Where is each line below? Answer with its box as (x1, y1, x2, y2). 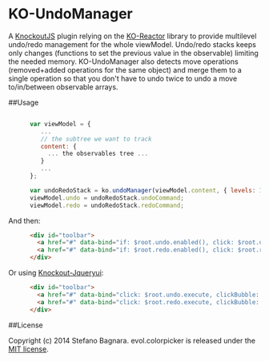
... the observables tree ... (47, 149, 149, 158)
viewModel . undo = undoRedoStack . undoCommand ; (29, 193, 184, 202)
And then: (8, 216, 41, 225)
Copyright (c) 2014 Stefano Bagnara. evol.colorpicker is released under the (8, 335, 256, 345)
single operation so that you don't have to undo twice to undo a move (8, 73, 238, 83)
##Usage (8, 97, 39, 107)
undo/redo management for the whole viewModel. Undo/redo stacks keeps (8, 39, 256, 49)
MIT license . (8, 344, 50, 354)
